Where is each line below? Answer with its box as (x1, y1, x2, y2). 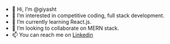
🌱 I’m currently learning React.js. (11, 18, 92, 25)
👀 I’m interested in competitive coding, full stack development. (11, 12, 165, 19)
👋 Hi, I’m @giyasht (11, 6, 57, 12)
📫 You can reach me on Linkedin (11, 32, 93, 38)
